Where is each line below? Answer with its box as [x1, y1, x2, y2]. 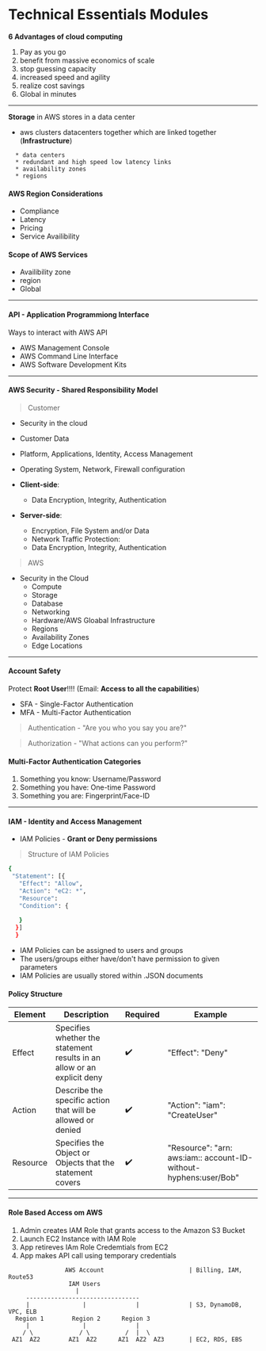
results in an [55, 1052, 101, 1063]
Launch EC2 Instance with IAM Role [19, 1234, 137, 1243]
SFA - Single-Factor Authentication [19, 699, 134, 709]
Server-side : [19, 510, 63, 520]
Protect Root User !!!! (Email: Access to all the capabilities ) [8, 683, 200, 693]
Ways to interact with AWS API [8, 327, 108, 337]
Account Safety [8, 666, 61, 675]
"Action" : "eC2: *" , [18, 886, 87, 895]
